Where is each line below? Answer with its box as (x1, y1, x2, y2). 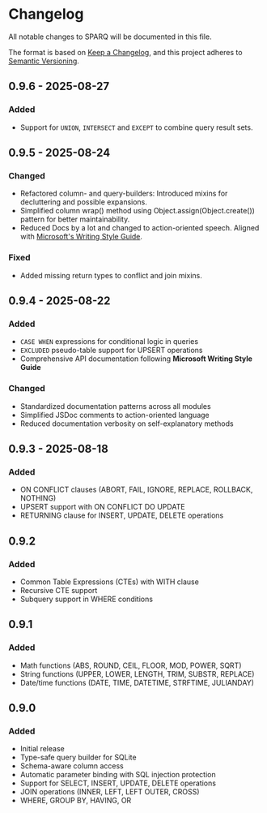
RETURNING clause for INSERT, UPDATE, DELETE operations (19, 510, 224, 520)
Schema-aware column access (19, 761, 124, 771)
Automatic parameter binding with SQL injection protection (19, 770, 216, 780)
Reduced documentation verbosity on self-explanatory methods (19, 419, 234, 428)
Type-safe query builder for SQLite (19, 752, 137, 763)
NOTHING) (19, 493, 57, 503)
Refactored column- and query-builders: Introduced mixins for (19, 188, 228, 199)
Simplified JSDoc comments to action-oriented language (19, 410, 210, 419)
